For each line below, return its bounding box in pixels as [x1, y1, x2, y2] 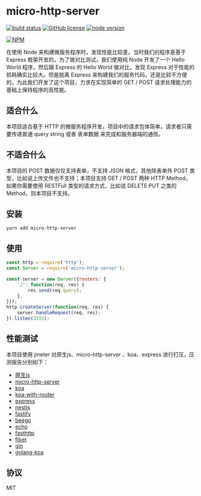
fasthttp [14, 429, 35, 436]
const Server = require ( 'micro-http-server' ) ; [6, 265, 125, 271]
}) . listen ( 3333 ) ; [6, 315, 50, 321]
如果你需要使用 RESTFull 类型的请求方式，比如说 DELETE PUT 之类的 [6, 182, 177, 189]
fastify [14, 410, 31, 417]
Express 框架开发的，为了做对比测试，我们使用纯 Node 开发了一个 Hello [6, 56, 185, 63]
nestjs [14, 404, 31, 411]
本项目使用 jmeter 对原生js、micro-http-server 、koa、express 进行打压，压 [6, 350, 195, 358]
